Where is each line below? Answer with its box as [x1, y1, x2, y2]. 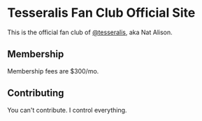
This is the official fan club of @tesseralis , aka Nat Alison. [7, 28, 173, 36]
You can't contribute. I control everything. [7, 106, 127, 114]
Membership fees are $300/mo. [7, 66, 99, 75]
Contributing [7, 87, 64, 99]
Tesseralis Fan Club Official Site [7, 5, 196, 21]
